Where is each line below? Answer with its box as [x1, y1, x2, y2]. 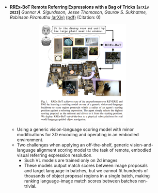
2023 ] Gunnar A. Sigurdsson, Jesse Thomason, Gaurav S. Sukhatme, [9, 9, 147, 15]
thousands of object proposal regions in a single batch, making [24, 173, 150, 179]
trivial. [24, 183, 37, 189]
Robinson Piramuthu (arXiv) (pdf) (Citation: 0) [9, 15, 101, 20]
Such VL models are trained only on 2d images [24, 158, 118, 163]
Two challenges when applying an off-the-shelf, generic [16, 142, 129, 148]
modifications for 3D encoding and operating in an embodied [16, 132, 139, 138]
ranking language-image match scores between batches [24, 178, 137, 184]
